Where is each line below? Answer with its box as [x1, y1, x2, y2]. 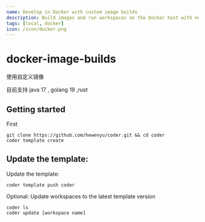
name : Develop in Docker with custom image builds [6, 9, 138, 15]
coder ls [6, 204, 29, 210]
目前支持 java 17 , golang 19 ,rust [6, 86, 88, 93]
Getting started [6, 104, 66, 115]
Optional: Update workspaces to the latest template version [6, 193, 156, 200]
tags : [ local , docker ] [6, 20, 64, 26]
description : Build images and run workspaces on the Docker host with [6, 15, 192, 21]
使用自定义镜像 [6, 73, 44, 81]
